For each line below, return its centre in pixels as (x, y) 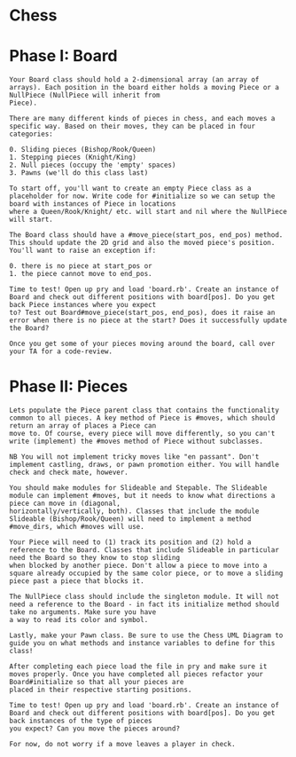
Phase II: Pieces (69, 386)
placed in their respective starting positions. (101, 690)
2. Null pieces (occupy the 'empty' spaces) (93, 165)
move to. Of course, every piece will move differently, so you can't (142, 434)
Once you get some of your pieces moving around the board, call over (142, 344)
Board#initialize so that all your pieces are (97, 682)
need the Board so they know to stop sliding (94, 558)
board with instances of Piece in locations (93, 204)
